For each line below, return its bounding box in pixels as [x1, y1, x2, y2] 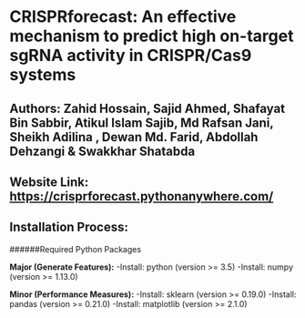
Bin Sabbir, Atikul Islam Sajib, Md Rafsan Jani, [9, 115, 274, 130]
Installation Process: [9, 220, 129, 235]
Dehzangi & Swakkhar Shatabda [9, 143, 196, 159]
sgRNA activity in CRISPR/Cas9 [9, 46, 252, 66]
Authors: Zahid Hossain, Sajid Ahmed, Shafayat [9, 100, 285, 116]
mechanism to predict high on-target [9, 26, 294, 46]
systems [9, 65, 76, 86]
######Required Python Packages [9, 243, 142, 254]
